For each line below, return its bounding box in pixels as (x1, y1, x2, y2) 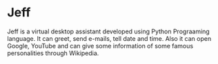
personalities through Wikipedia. (7, 49, 99, 57)
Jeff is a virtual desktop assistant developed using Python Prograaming (7, 27, 210, 35)
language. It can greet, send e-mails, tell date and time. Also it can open (7, 34, 212, 42)
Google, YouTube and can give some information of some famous (7, 42, 194, 50)
